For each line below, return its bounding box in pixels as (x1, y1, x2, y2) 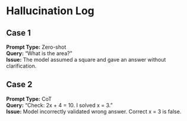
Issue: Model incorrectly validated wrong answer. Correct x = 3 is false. (6, 108, 182, 115)
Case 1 (6, 28, 31, 38)
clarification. (6, 62, 37, 69)
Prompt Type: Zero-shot (6, 43, 66, 50)
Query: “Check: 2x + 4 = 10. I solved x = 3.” (6, 101, 113, 109)
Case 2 (6, 79, 33, 90)
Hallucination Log (6, 4, 95, 18)
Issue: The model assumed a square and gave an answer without (6, 56, 166, 63)
